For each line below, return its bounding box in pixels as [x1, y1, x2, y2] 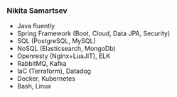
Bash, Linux [16, 82, 51, 91]
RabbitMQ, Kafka [16, 59, 67, 68]
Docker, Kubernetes [16, 74, 76, 83]
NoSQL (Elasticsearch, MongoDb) [16, 45, 117, 53]
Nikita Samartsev [6, 6, 68, 16]
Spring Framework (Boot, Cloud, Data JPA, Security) [16, 29, 171, 38]
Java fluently [16, 22, 55, 30]
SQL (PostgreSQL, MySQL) [16, 37, 97, 45]
